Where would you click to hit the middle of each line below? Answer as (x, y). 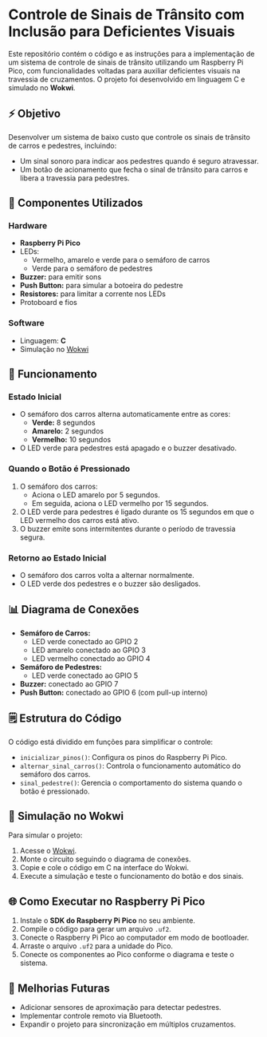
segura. (32, 537)
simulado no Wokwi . (42, 87)
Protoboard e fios (48, 303)
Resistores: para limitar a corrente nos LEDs (92, 294)
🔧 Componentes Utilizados (76, 203)
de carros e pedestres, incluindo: (63, 145)
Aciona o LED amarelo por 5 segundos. (96, 495)
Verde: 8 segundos (63, 423)
